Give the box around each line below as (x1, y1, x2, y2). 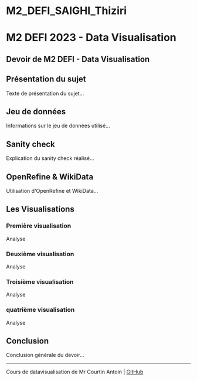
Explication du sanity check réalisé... (6, 155, 95, 162)
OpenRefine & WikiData (6, 172, 94, 182)
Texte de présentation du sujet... (6, 90, 84, 97)
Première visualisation (6, 222, 72, 230)
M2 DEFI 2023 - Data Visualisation (6, 31, 177, 45)
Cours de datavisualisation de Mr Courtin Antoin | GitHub (6, 368, 144, 376)
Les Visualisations (6, 204, 74, 215)
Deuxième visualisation (6, 250, 74, 258)
